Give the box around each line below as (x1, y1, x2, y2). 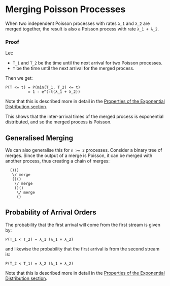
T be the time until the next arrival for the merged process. (12, 65, 134, 72)
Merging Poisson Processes (5, 4, 126, 15)
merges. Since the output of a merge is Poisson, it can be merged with (5, 152, 153, 158)
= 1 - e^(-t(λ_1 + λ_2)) (27, 89, 81, 94)
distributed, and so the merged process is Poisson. (5, 119, 112, 125)
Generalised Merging (5, 134, 74, 142)
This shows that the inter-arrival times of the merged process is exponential (5, 113, 164, 120)
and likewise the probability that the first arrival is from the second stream (5, 245, 160, 252)
